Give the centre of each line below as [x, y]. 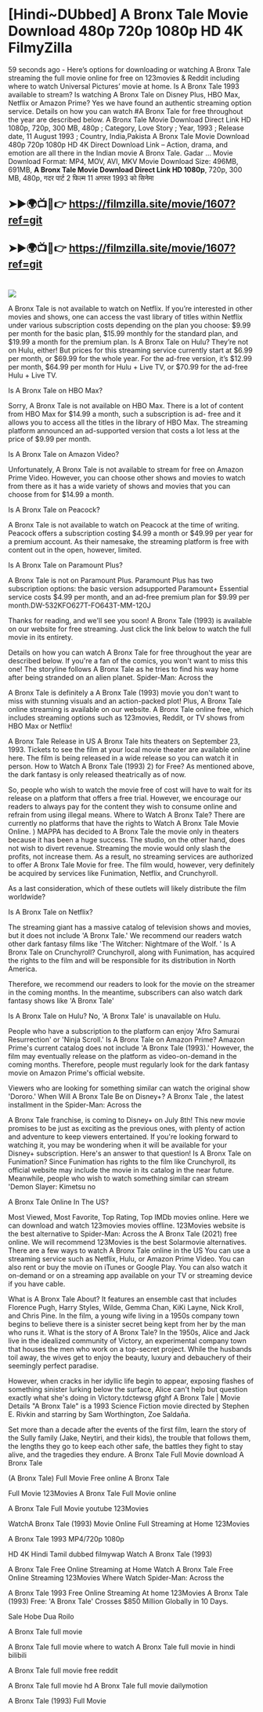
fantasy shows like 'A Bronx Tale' [61, 1000]
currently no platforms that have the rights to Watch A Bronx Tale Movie [124, 823]
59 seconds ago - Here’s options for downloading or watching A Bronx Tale [130, 69]
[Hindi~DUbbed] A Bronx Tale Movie [128, 15]
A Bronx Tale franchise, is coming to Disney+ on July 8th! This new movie [127, 1119]
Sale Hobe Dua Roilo [41, 1616]
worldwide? [27, 896]
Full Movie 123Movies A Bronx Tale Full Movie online [92, 1493]
